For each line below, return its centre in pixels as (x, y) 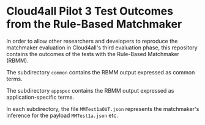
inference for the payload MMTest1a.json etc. (62, 115)
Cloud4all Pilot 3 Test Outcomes (90, 11)
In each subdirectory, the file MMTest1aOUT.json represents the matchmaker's (103, 109)
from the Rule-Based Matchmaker (94, 24)
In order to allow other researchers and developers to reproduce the (92, 41)
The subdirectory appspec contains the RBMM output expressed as (90, 90)
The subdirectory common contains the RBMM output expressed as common (101, 72)
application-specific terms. (40, 97)
